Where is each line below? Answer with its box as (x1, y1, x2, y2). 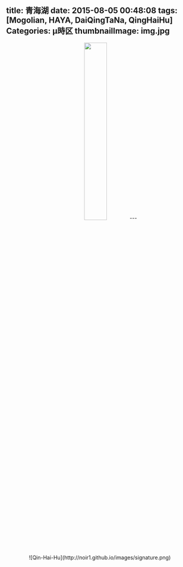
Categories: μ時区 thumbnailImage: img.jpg (6, 26, 170, 36)
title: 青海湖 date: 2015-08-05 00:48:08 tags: (6, 5, 178, 16)
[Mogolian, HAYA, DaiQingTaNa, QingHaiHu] (6, 15, 173, 26)
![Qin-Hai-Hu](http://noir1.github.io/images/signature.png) (29, 554, 171, 561)
